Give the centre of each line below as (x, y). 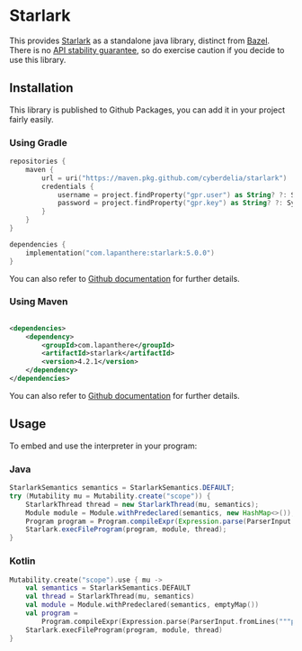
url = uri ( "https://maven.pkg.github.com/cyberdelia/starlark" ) (164, 178)
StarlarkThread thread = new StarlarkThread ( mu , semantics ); (142, 504)
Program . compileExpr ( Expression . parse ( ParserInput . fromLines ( (160, 621)
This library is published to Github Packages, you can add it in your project (147, 110)
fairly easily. (31, 119)
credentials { (68, 186)
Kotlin (22, 561)
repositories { (38, 162)
